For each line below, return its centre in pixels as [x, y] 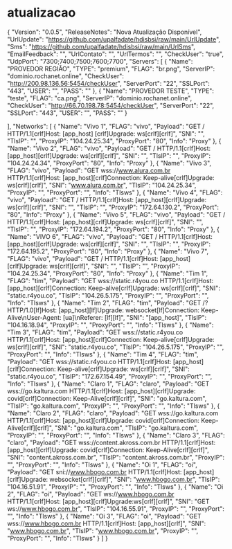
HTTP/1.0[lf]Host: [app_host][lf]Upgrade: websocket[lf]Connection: [103, 310]
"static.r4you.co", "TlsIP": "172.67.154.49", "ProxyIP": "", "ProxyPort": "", [110, 376]
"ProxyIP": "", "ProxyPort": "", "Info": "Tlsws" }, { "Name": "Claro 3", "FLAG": [116, 435]
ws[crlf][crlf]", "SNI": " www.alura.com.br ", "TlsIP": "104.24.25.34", [102, 185]
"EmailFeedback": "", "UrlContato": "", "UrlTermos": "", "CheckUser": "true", [115, 54]
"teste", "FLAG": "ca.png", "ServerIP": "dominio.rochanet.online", [100, 98]
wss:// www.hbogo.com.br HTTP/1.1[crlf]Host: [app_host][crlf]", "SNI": [107, 523]
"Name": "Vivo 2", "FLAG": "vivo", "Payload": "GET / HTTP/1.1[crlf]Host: [109, 148]
